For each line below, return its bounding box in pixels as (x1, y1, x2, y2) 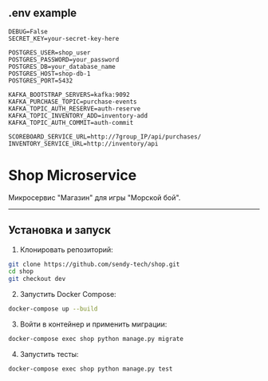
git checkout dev (8, 275, 66, 283)
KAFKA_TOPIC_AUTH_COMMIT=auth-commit (8, 118, 134, 126)
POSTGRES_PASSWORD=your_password (8, 55, 120, 63)
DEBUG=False (8, 27, 48, 35)
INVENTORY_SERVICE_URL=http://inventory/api (8, 139, 159, 147)
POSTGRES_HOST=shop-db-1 (8, 70, 91, 78)
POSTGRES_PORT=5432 (8, 76, 73, 85)
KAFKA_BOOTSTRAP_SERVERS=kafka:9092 (8, 90, 130, 98)
